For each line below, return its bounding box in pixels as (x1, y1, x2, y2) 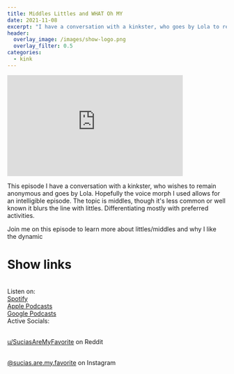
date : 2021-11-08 (7, 17, 58, 24)
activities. (7, 211, 35, 219)
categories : (7, 49, 42, 56)
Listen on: (7, 287, 36, 295)
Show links (7, 256, 72, 272)
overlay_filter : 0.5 (13, 42, 73, 49)
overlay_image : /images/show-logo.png (13, 36, 127, 43)
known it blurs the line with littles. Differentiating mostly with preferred (7, 203, 209, 212)
